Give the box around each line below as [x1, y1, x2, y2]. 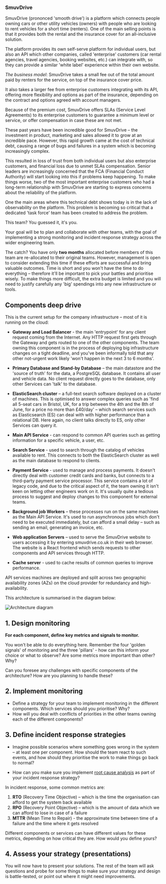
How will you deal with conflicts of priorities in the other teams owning [12, 711, 156, 717]
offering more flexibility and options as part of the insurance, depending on [5, 92, 159, 98]
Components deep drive [5, 301, 82, 309]
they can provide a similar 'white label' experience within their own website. [5, 62, 160, 68]
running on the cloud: [5, 319, 49, 325]
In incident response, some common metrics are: [5, 784, 105, 790]
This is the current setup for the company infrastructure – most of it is [5, 314, 148, 320]
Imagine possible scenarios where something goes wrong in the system [12, 744, 159, 750]
